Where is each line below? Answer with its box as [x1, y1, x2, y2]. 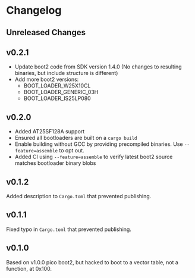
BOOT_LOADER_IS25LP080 [23, 95, 91, 102]
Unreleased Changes [6, 27, 86, 38]
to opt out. [59, 147, 84, 154]
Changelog [6, 4, 62, 17]
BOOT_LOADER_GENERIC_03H [23, 89, 99, 96]
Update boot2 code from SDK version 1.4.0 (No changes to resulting [14, 63, 183, 70]
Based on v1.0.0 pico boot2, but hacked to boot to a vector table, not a [6, 258, 178, 265]
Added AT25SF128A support [14, 128, 85, 135]
